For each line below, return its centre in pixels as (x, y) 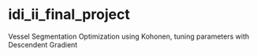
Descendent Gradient (43, 44)
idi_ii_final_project (69, 15)
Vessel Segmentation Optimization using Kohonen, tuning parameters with (129, 36)
